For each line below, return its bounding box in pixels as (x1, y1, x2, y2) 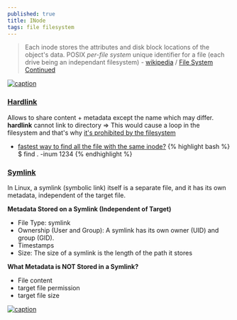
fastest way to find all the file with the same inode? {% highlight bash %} (17, 142, 231, 150)
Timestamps (17, 241, 55, 249)
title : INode (7, 17, 46, 24)
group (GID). (17, 233, 55, 242)
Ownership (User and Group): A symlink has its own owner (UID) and (17, 226, 219, 234)
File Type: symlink (17, 218, 71, 227)
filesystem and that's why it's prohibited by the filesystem (7, 128, 176, 137)
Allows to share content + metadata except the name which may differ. (7, 113, 214, 121)
